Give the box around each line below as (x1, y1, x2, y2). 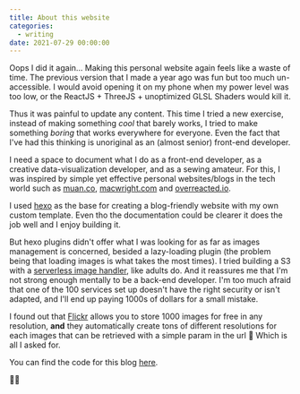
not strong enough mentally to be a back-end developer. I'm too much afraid (9, 275, 291, 286)
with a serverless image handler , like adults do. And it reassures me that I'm (9, 265, 288, 276)
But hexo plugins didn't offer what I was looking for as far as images (9, 236, 261, 247)
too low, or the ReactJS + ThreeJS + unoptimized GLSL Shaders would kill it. (9, 91, 291, 102)
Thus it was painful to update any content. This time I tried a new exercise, (9, 108, 284, 119)
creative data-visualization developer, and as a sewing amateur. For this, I (9, 164, 280, 175)
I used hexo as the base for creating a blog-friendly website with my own (9, 201, 279, 211)
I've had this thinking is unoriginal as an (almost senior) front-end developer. (9, 137, 291, 148)
